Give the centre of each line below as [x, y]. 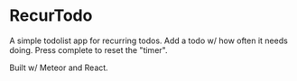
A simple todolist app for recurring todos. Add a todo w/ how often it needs [149, 40]
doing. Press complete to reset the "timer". [88, 49]
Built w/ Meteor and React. [59, 67]
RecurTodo [51, 16]
